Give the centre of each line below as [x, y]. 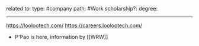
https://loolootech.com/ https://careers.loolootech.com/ [74, 25]
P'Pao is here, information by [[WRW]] [61, 37]
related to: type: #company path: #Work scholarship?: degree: [82, 9]
